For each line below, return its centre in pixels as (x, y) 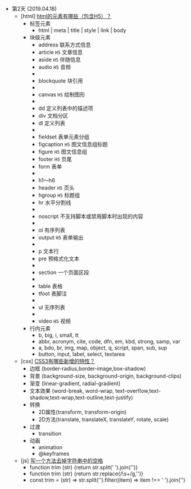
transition (50, 433)
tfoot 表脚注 (52, 294)
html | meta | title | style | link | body (82, 30)
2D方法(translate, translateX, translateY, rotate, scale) (104, 419)
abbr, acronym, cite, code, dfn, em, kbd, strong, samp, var (109, 341)
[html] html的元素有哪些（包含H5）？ (66, 16)
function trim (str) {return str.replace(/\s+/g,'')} (86, 474)
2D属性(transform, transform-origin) (82, 412)
